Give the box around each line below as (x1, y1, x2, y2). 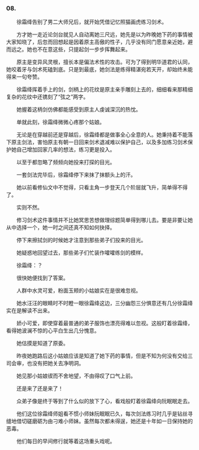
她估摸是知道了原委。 (16, 340, 69, 347)
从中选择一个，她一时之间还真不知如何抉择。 (6, 224, 115, 231)
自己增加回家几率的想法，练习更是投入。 (16, 146, 115, 153)
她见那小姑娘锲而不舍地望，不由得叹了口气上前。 (16, 372, 136, 379)
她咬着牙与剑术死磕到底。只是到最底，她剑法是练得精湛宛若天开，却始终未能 (6, 66, 193, 73)
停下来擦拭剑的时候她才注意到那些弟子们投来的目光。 (16, 236, 146, 244)
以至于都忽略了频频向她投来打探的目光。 (16, 159, 115, 166)
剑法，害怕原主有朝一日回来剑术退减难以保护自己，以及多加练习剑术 (21, 138, 188, 146)
